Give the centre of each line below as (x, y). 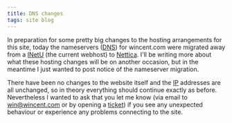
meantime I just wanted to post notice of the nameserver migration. (103, 69)
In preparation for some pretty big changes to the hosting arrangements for (115, 39)
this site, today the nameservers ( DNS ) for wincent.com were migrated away (116, 47)
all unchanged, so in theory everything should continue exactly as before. (112, 90)
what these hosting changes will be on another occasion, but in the (103, 61)
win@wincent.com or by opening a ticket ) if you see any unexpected (105, 104)
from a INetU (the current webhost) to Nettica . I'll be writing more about (109, 54)
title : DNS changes (35, 13)
